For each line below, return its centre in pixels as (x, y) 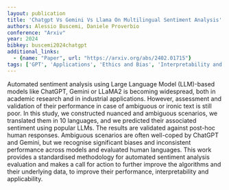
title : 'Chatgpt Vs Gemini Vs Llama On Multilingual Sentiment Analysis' (115, 20)
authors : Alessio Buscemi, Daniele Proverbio (73, 26)
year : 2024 (23, 39)
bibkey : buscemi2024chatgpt (47, 45)
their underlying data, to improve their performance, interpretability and (108, 171)
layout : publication (37, 13)
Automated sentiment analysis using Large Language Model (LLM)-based (111, 84)
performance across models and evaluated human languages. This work (109, 150)
